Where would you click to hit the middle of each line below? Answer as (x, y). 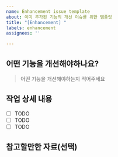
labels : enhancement (31, 28)
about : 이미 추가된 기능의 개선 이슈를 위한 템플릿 (59, 17)
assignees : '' (23, 33)
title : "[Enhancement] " (36, 22)
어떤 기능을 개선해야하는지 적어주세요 (63, 78)
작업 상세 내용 (29, 99)
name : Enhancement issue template (48, 11)
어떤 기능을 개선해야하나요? (53, 64)
